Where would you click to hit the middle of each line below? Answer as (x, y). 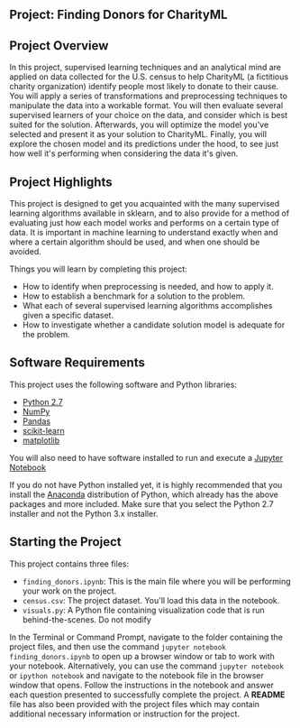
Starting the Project (65, 542)
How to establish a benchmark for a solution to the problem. (134, 296)
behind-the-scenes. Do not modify (86, 619)
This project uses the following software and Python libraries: (123, 384)
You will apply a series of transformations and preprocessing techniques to (149, 96)
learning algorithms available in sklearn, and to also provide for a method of (150, 213)
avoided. (26, 252)
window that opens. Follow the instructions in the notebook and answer (142, 685)
